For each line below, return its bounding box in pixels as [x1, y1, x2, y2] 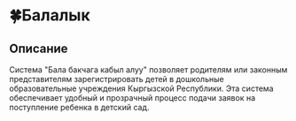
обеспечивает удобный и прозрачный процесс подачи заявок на [9, 93, 256, 102]
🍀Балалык [9, 5, 90, 26]
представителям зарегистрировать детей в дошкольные [9, 74, 224, 84]
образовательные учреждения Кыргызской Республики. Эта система [9, 83, 274, 94]
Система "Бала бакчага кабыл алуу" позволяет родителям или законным [9, 64, 288, 75]
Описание [9, 41, 68, 56]
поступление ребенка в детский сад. [9, 102, 150, 112]
